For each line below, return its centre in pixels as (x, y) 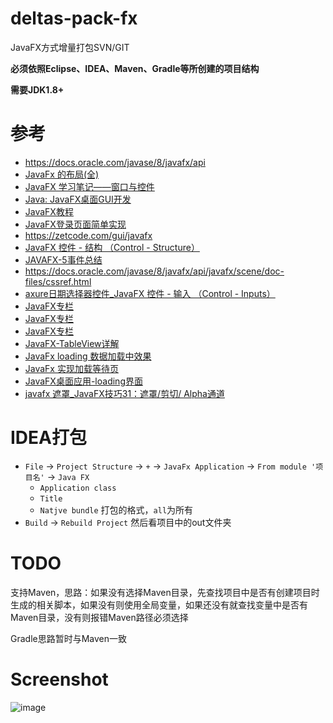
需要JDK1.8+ (37, 89)
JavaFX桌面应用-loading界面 (83, 381)
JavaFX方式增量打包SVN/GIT (70, 47)
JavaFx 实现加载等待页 (71, 368)
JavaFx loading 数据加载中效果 (88, 356)
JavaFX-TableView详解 (72, 343)
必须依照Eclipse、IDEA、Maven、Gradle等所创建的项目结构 (135, 68)
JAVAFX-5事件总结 (63, 259)
